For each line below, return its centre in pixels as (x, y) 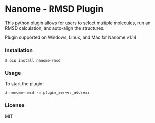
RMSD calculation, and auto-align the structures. (55, 28)
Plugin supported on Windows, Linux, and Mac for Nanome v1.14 (71, 37)
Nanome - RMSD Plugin (54, 9)
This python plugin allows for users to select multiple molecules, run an (78, 23)
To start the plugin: (24, 84)
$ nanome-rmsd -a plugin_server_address (48, 93)
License (15, 105)
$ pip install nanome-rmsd (33, 61)
